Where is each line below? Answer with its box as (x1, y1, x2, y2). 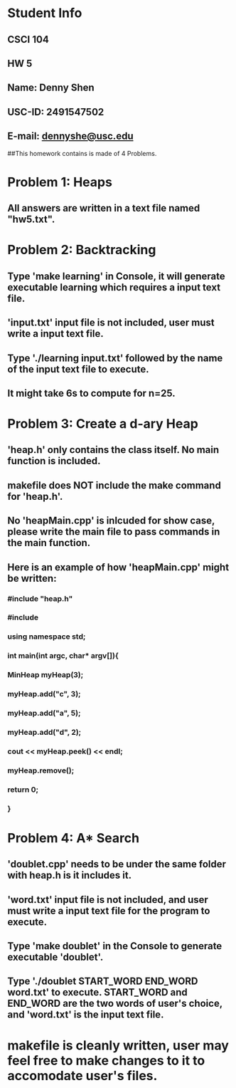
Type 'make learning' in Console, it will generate (7, 270, 225, 282)
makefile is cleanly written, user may (7, 1037, 230, 1053)
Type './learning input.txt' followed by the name (7, 352, 223, 364)
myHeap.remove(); (7, 765, 75, 775)
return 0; (7, 785, 39, 795)
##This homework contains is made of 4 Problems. (7, 149, 157, 157)
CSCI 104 (7, 33, 50, 46)
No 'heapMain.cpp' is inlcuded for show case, (7, 515, 215, 527)
